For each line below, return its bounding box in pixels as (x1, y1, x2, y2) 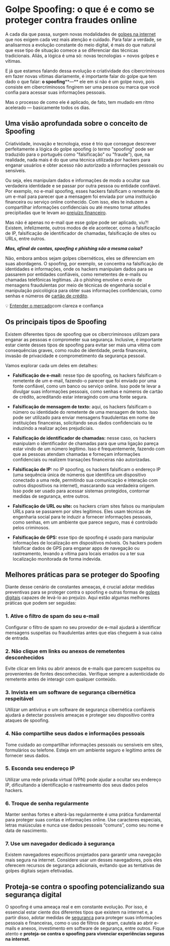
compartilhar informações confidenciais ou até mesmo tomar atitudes (5, 204, 151, 210)
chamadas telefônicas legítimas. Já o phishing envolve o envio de (5, 277, 142, 283)
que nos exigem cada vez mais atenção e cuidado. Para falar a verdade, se (5, 36, 162, 43)
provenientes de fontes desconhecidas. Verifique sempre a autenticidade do (5, 671, 165, 677)
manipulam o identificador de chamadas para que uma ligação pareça (12, 440, 159, 446)
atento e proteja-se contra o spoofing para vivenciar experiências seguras (5, 931, 164, 937)
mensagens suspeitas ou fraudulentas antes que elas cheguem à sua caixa (5, 629, 162, 636)
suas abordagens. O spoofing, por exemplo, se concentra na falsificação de (5, 260, 163, 266)
